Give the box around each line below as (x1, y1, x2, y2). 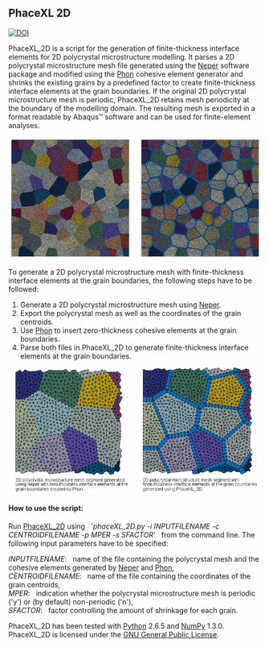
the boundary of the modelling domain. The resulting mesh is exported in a (8, 103, 255, 113)
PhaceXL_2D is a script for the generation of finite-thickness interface (8, 44, 239, 53)
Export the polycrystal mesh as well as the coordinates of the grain (19, 308, 242, 317)
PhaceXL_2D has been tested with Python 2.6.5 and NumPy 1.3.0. (8, 621, 225, 631)
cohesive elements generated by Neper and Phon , (8, 563, 175, 573)
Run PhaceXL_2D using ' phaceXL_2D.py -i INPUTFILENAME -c (8, 521, 220, 531)
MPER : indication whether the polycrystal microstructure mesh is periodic (8, 588, 255, 599)
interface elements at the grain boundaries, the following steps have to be (8, 276, 253, 285)
